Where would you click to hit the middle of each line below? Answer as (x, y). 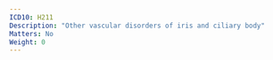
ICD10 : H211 (31, 17)
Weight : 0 (28, 42)
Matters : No (31, 34)
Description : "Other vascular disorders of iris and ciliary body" (137, 26)
